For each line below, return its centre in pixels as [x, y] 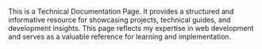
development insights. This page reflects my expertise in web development [131, 28]
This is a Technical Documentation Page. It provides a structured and [121, 11]
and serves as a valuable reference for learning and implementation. [120, 36]
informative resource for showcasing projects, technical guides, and [119, 20]
